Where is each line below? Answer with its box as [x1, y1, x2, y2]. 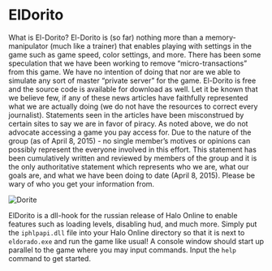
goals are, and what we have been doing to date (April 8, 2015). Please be [8, 170, 256, 180]
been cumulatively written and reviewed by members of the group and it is [8, 153, 257, 163]
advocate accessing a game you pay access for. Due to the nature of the [8, 127, 252, 137]
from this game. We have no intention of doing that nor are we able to [8, 67, 241, 76]
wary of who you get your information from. [8, 179, 155, 188]
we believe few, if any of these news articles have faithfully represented [8, 92, 248, 102]
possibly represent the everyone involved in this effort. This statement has [8, 144, 257, 154]
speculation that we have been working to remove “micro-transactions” [8, 58, 248, 68]
